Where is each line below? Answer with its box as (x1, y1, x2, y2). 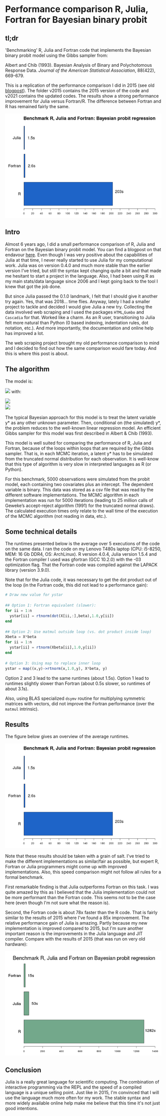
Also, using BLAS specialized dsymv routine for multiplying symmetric (5, 695, 146, 701)
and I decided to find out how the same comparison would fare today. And (5, 345, 157, 351)
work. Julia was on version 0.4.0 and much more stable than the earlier (5, 262, 150, 268)
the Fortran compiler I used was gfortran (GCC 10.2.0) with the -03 (5, 557, 141, 563)
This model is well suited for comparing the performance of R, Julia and (5, 440, 152, 446)
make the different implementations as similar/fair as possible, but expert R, (5, 858, 160, 864)
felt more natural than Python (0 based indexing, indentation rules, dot (5, 319, 149, 325)
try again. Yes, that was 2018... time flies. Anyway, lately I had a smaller (5, 298, 150, 305)
